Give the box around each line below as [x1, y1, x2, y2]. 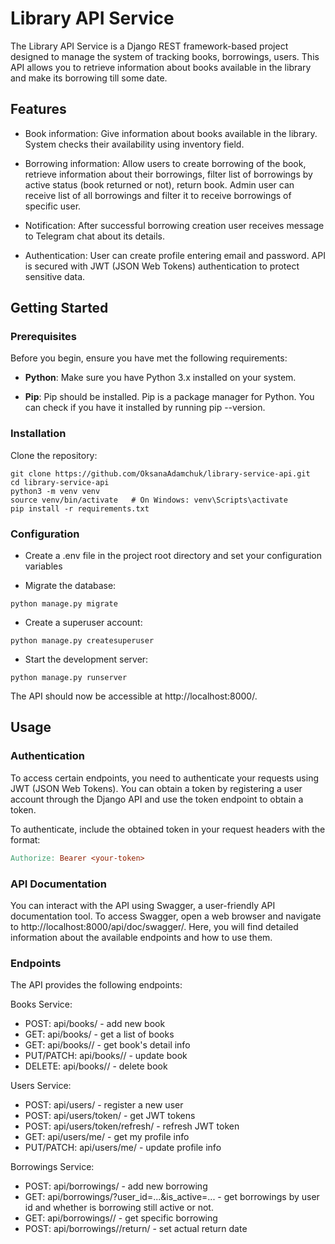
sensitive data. [24, 270, 86, 282]
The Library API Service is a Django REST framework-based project [10, 40, 289, 52]
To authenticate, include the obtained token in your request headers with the [10, 823, 326, 835]
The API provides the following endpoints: [10, 979, 183, 991]
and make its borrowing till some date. [10, 72, 168, 84]
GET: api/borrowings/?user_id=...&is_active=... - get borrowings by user [24, 1191, 320, 1203]
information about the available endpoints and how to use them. [10, 931, 273, 943]
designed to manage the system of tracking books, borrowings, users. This [10, 50, 320, 62]
